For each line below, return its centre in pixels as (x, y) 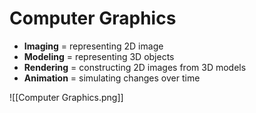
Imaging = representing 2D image (93, 46)
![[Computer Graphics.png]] (66, 97)
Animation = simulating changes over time (112, 78)
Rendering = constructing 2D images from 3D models (135, 67)
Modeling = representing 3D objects (99, 56)
